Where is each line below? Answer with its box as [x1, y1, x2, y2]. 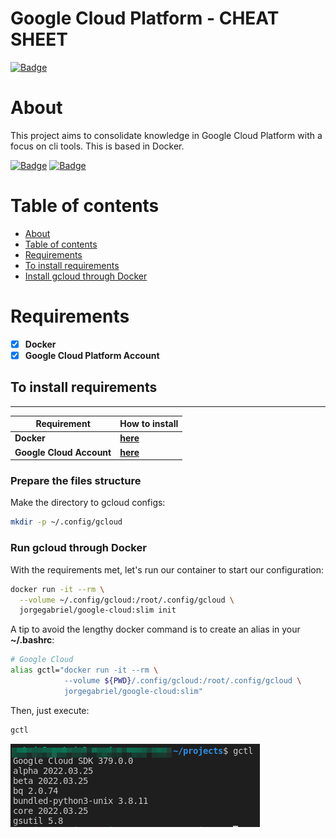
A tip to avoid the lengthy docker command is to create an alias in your [10, 623, 301, 636]
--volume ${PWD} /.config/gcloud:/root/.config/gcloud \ [63, 676, 302, 686]
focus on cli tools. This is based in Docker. [10, 140, 185, 152]
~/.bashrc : [10, 634, 55, 646]
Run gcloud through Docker [10, 541, 147, 555]
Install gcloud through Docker [24, 270, 148, 282]
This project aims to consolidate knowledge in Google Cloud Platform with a [10, 129, 323, 141]
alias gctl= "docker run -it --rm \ [10, 665, 159, 676]
